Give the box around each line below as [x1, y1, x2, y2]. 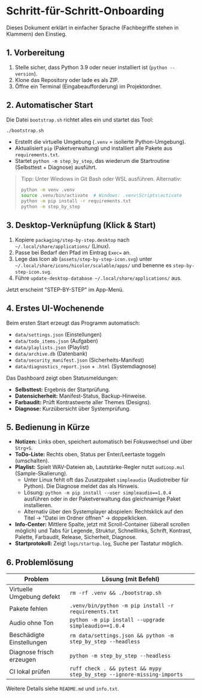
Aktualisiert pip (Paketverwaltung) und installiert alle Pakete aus [14, 145, 173, 152]
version [14, 71, 34, 77]
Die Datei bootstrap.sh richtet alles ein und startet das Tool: [6, 116, 154, 123]
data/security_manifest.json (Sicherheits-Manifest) [14, 356, 145, 363]
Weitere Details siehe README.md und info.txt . [6, 685, 120, 692]
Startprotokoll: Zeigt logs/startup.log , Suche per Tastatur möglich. [14, 540, 184, 547]
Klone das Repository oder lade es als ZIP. [14, 76, 120, 83]
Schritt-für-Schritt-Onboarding [6, 4, 165, 18]
